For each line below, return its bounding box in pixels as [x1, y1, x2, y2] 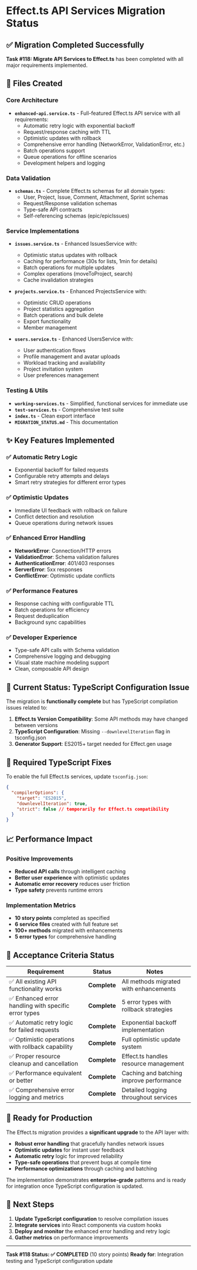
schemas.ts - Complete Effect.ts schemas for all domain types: [14, 187, 165, 194]
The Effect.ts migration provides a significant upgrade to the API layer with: [6, 1129, 189, 1136]
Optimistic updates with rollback [23, 134, 101, 141]
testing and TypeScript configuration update [6, 1257, 113, 1264]
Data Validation [6, 174, 51, 182]
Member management [23, 324, 77, 331]
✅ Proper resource [9, 1052, 60, 1060]
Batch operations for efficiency [14, 606, 90, 613]
